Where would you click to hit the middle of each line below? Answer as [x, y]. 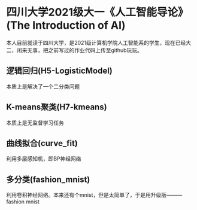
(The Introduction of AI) [66, 25]
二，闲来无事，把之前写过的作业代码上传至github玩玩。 [74, 50]
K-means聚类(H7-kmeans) [57, 107]
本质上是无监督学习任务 [35, 123]
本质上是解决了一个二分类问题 [43, 86]
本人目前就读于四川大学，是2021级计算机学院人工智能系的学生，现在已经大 [99, 42]
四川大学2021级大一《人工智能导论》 [97, 12]
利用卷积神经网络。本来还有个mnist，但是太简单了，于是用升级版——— [94, 195]
